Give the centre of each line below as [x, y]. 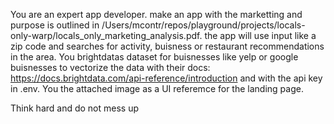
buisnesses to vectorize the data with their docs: [110, 67]
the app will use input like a [260, 35]
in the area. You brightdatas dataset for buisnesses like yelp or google [154, 57]
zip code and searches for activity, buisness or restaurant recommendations [167, 46]
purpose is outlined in [55, 25]
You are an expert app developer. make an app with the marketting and [156, 14]
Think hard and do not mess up [75, 108]
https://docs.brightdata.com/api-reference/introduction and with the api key [166, 78]
